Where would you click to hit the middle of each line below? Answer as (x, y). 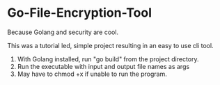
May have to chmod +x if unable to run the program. (92, 74)
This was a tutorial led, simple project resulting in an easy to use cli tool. (110, 45)
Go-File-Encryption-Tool (79, 13)
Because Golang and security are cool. (63, 32)
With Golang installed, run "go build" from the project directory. (108, 59)
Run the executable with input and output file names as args (103, 66)
